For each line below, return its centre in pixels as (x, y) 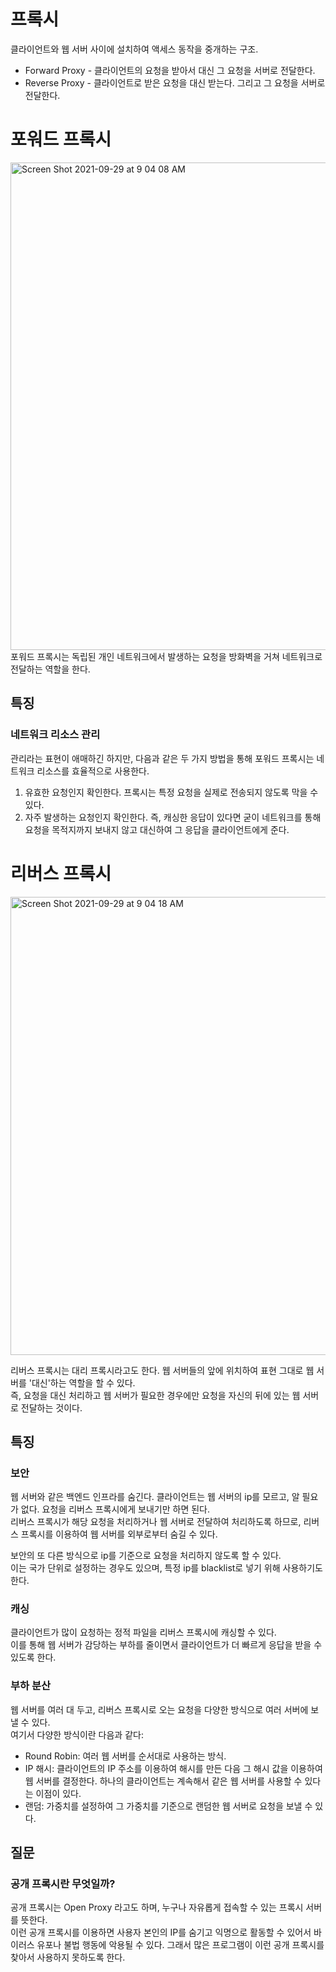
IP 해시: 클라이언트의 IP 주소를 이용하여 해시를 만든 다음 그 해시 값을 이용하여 (173, 1768)
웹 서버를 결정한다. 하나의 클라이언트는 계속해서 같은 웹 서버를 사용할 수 (163, 1781)
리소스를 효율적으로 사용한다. (93, 771)
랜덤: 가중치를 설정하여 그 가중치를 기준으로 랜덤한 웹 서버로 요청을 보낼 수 (168, 1806)
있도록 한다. (33, 1657)
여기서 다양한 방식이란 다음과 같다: (77, 1734)
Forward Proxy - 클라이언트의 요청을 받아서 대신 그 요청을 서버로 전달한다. (170, 70)
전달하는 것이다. (51, 1407)
